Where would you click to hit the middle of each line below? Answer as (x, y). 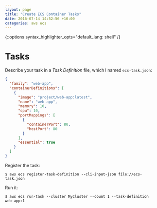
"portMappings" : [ (36, 115)
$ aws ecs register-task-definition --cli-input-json (61, 174)
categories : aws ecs (26, 23)
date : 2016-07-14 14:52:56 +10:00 (40, 19)
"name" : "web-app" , (37, 102)
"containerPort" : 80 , (48, 124)
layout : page (18, 9)
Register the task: (23, 165)
